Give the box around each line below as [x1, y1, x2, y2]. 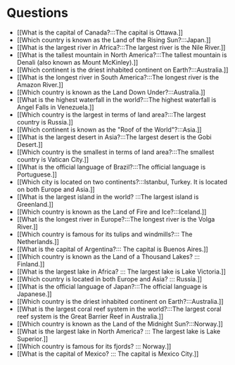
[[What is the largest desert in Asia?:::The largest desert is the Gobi [16, 132, 212, 141]
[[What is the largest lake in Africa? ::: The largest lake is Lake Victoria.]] [16, 267, 227, 276]
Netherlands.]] [16, 237, 59, 245]
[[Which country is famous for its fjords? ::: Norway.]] [16, 342, 172, 350]
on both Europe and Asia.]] [16, 185, 96, 193]
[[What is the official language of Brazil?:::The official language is [16, 162, 206, 171]
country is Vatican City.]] [16, 155, 89, 163]
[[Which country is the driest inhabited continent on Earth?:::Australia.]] [16, 297, 224, 305]
